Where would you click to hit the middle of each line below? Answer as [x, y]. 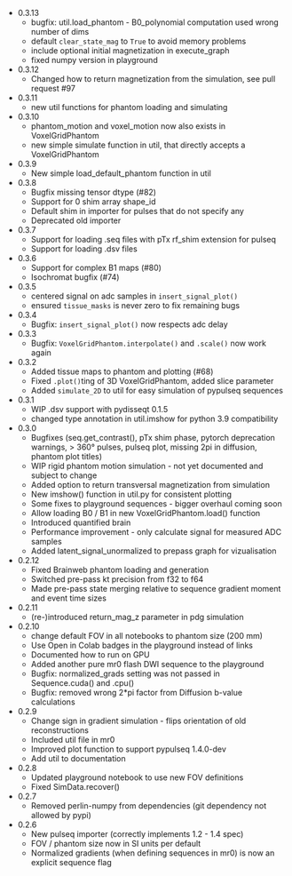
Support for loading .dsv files [84, 249]
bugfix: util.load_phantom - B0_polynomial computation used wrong [155, 22]
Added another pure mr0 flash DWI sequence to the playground [147, 664]
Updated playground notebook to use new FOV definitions [137, 777]
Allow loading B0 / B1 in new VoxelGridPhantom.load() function [146, 513]
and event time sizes [68, 598]
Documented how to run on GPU [90, 655]
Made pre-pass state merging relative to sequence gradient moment [156, 589]
